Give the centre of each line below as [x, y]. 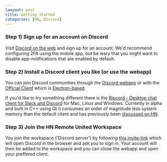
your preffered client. [27, 154]
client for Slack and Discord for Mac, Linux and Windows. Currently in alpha [84, 103]
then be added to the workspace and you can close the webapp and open [82, 149]
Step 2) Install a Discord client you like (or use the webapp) [78, 72]
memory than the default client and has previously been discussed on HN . [82, 114]
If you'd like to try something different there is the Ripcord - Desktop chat [81, 98]
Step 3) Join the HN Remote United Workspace [63, 127]
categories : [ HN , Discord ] [33, 19]
